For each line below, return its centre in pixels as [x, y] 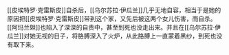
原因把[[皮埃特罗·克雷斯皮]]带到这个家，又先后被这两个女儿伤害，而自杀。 [112, 19]
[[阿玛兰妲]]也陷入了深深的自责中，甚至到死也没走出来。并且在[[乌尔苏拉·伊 [114, 27]
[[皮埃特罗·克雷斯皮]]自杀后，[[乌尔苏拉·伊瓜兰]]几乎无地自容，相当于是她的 [114, 10]
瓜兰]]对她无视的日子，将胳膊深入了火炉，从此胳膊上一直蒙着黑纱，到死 [109, 36]
